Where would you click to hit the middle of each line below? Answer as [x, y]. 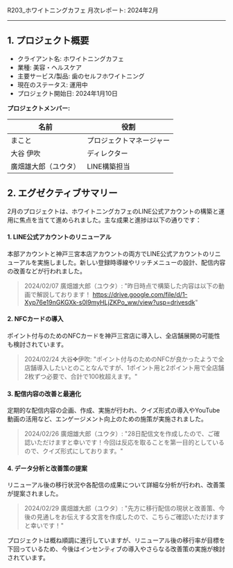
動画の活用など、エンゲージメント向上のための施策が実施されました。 [107, 419]
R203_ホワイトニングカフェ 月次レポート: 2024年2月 [83, 10]
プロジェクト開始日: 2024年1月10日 [67, 93]
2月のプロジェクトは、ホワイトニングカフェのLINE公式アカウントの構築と [113, 211]
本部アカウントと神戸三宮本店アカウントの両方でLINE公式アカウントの [108, 253]
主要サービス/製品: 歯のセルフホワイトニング [81, 76]
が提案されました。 [35, 494]
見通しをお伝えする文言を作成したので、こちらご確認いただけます [131, 517]
